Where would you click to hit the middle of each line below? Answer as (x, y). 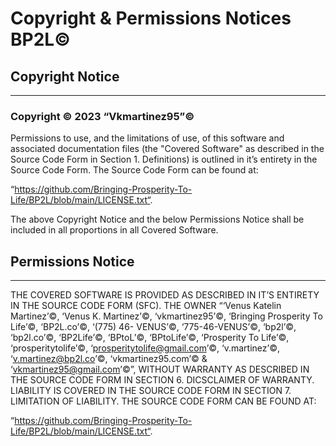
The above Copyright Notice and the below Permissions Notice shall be (157, 219)
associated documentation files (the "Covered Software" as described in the (167, 149)
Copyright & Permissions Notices (151, 18)
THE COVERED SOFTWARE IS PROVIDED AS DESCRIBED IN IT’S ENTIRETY (165, 295)
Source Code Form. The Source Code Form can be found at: (134, 170)
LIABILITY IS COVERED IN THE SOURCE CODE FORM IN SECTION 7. (151, 391)
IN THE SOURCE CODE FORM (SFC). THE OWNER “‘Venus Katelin (146, 306)
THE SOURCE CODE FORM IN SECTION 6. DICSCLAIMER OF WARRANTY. (162, 380)
